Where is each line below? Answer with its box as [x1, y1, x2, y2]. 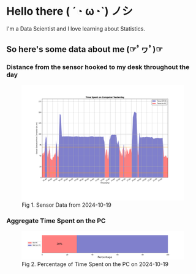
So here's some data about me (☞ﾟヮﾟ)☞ [6, 44, 164, 54]
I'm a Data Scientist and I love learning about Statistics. [6, 24, 145, 32]
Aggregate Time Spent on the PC [6, 217, 106, 225]
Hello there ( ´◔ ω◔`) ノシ [6, 4, 133, 18]
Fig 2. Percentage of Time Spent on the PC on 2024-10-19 [21, 260, 168, 268]
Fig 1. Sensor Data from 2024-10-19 [21, 201, 111, 209]
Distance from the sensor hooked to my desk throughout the [6, 63, 190, 72]
